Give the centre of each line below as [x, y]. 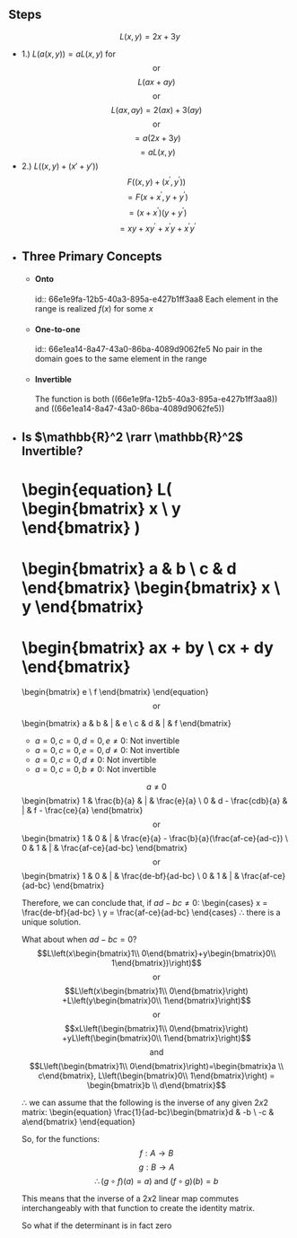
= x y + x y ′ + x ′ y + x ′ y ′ [158, 227]
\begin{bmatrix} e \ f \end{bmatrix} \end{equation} [115, 692]
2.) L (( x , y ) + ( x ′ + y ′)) [60, 166]
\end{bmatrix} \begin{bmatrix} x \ [151, 588]
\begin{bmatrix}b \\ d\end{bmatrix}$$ [157, 1085]
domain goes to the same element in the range [121, 359]
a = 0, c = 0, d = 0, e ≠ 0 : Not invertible [107, 741]
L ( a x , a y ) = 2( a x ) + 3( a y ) [157, 110]
